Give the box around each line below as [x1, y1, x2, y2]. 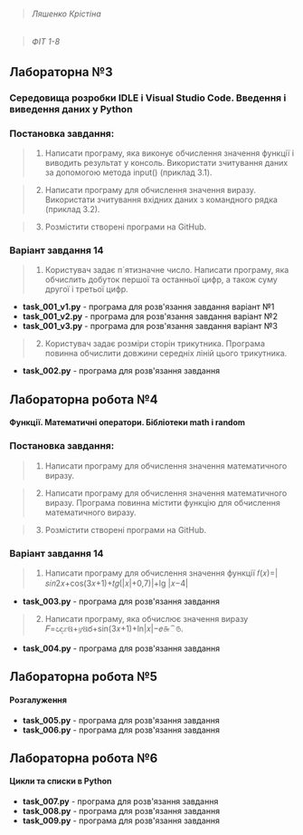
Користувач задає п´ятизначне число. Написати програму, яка [44, 265, 289, 276]
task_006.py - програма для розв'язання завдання [22, 724, 220, 735]
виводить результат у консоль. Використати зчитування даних [44, 158, 289, 169]
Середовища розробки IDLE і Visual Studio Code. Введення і [9, 92, 287, 104]
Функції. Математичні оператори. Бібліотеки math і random [9, 417, 246, 428]
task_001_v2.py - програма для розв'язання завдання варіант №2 [22, 311, 279, 322]
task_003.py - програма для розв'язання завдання [22, 596, 220, 607]
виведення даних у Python [9, 102, 133, 115]
